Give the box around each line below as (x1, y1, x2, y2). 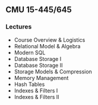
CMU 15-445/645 (5, 5, 72, 15)
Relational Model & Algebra (14, 42, 81, 50)
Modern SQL (14, 49, 46, 56)
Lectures (5, 23, 32, 31)
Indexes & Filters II (14, 93, 59, 100)
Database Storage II (14, 61, 63, 69)
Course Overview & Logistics (14, 36, 86, 44)
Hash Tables (14, 81, 45, 88)
